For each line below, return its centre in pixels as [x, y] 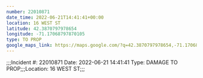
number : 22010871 [28, 12]
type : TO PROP [24, 40]
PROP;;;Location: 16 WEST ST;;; [46, 68]
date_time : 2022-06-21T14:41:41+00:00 [55, 17]
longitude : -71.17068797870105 [46, 34]
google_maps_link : [29, 46]
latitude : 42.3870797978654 [42, 28]
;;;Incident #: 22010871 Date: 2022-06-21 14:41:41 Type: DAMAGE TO [92, 62]
